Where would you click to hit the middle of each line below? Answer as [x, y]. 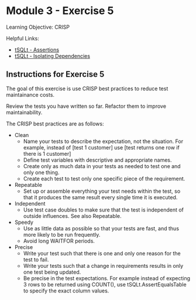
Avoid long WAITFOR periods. [59, 241]
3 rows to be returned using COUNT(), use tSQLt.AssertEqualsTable [105, 284]
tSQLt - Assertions [37, 50]
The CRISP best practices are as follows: [55, 124]
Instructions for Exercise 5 [55, 74]
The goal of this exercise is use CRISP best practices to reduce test [87, 88]
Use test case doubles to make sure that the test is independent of [104, 210]
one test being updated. [52, 272]
